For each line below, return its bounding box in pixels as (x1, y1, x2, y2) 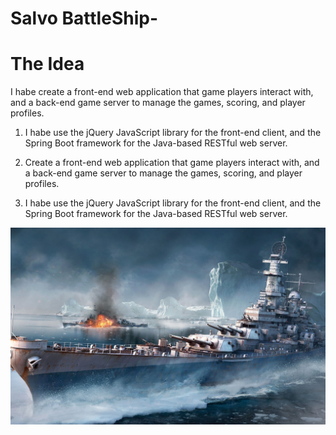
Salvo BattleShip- (10, 7, 158, 30)
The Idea (10, 53, 85, 76)
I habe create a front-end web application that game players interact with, (10, 86, 314, 98)
